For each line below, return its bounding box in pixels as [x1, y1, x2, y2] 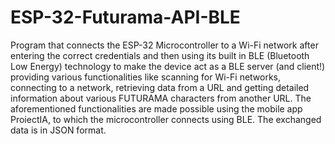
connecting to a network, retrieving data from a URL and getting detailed [10, 81, 310, 93]
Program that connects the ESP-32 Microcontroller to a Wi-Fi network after [10, 39, 319, 51]
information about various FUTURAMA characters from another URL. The [10, 92, 312, 104]
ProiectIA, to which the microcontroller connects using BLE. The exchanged [10, 113, 322, 125]
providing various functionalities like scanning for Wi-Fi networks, [10, 71, 282, 83]
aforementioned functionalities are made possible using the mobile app [10, 102, 303, 115]
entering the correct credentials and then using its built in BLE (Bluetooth [10, 49, 310, 61]
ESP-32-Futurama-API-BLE [10, 6, 241, 29]
